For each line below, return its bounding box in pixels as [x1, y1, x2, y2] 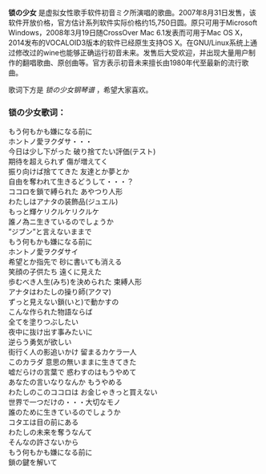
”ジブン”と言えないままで [8, 227, 92, 237]
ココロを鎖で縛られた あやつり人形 [8, 187, 123, 196]
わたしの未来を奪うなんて [8, 427, 93, 437]
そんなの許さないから [8, 437, 79, 448]
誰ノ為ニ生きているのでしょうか [8, 217, 114, 227]
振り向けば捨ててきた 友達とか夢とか [8, 167, 130, 176]
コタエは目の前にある [8, 417, 79, 427]
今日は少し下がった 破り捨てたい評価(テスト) [8, 147, 156, 156]
